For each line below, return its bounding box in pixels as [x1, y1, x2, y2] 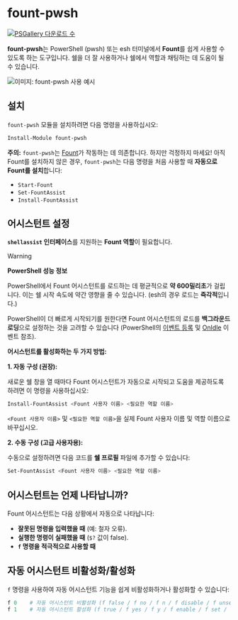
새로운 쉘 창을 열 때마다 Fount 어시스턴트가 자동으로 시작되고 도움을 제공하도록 [7, 378, 225, 386]
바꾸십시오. [7, 423, 38, 432]
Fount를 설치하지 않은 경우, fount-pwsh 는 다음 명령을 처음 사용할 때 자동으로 [7, 157, 218, 165]
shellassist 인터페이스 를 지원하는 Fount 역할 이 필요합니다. [7, 238, 173, 246]
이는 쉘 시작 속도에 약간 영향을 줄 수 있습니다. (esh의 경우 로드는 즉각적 [22, 290, 218, 299]
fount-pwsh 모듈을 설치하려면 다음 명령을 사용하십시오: [7, 120, 159, 129]
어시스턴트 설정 [7, 218, 70, 230]
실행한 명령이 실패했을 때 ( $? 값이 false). [17, 533, 129, 541]
